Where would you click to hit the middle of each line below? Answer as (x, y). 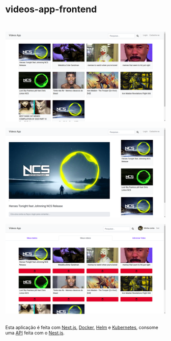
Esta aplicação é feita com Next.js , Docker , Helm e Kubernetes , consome (82, 327)
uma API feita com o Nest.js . (35, 333)
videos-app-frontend (51, 9)
